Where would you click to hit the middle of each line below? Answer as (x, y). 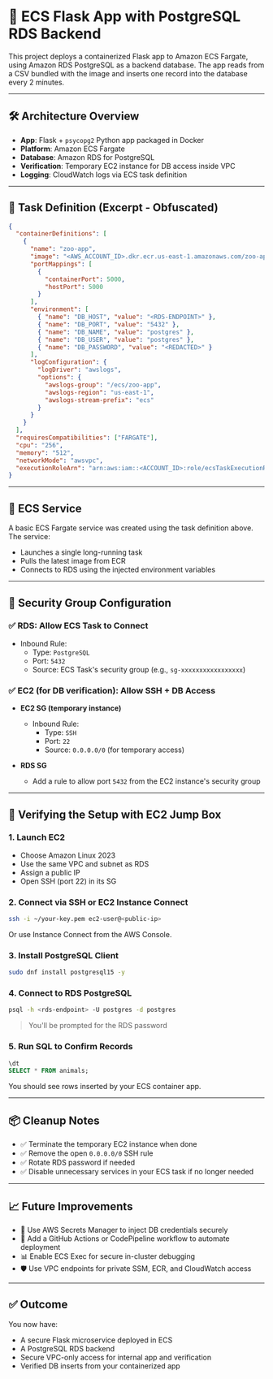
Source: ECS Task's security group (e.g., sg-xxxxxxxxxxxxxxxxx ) (139, 669)
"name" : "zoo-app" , (63, 249)
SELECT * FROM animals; (49, 1071)
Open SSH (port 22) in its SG (68, 881)
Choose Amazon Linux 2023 (68, 855)
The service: (29, 537)
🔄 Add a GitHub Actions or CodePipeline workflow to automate (125, 1239)
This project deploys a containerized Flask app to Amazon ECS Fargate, (128, 56)
